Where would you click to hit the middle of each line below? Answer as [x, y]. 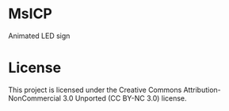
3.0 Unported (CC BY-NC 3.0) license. [125, 98]
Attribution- [202, 90]
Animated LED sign [39, 36]
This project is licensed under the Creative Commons [95, 90]
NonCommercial [35, 98]
